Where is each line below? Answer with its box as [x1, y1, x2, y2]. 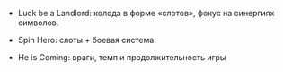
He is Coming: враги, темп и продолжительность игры [17, 52, 226, 62]
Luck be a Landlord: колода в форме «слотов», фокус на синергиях [17, 8, 275, 18]
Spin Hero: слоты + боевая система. [17, 35, 157, 45]
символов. [17, 17, 59, 28]
